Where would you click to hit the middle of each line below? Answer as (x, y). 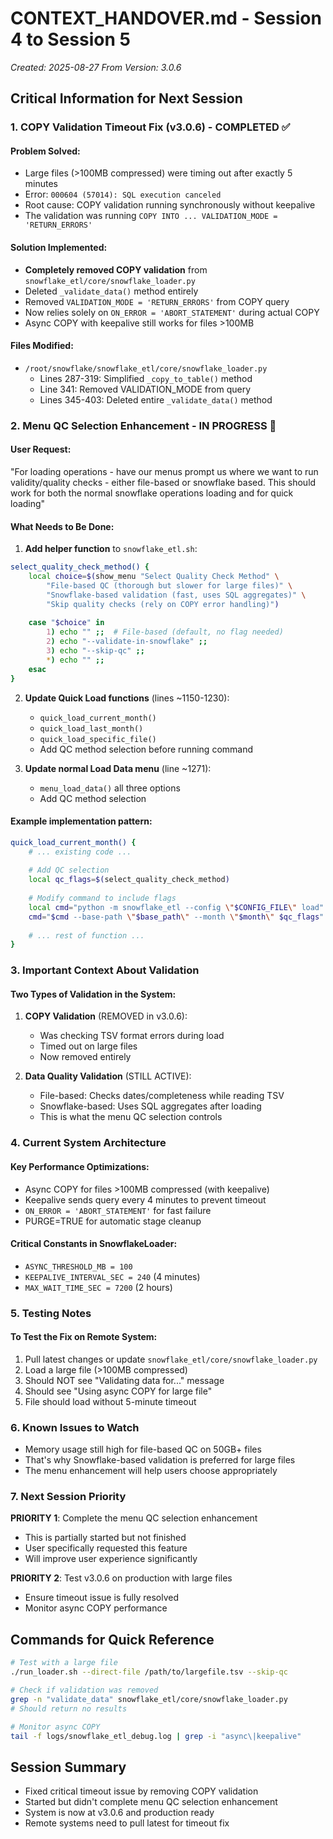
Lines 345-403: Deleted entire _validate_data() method (156, 399)
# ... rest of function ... (86, 935)
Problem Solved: (45, 151)
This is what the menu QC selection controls (131, 1117)
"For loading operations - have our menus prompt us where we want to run (164, 471)
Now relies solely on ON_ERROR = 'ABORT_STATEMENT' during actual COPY (172, 312)
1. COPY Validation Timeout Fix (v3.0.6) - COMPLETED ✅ (150, 127)
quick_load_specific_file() (98, 739)
